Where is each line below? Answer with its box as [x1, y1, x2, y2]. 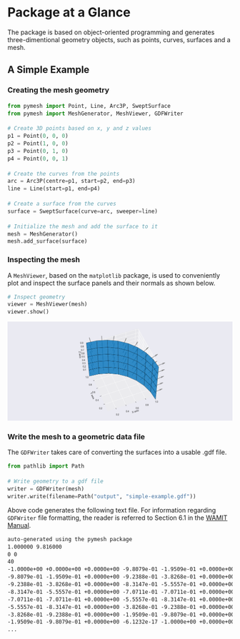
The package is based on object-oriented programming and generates [7, 28, 215, 36]
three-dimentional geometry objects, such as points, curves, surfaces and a [7, 35, 231, 44]
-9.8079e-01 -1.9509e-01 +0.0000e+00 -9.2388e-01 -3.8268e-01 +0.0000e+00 [7, 573, 235, 580]
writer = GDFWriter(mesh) [7, 485, 84, 493]
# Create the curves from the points [7, 170, 120, 177]
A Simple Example [7, 64, 90, 76]
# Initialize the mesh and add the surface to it [7, 223, 159, 230]
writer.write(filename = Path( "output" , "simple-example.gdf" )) [7, 493, 196, 500]
